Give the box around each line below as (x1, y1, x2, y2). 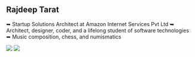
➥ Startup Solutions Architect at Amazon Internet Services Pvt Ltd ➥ (6, 20, 175, 27)
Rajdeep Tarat (6, 5, 59, 15)
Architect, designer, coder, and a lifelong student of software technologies (6, 27, 190, 34)
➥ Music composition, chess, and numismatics (6, 33, 121, 40)
